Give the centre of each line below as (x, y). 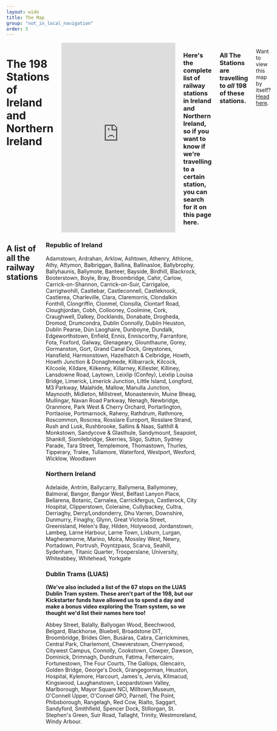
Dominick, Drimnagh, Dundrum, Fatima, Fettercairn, (110, 657)
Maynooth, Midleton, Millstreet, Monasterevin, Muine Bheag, (121, 394)
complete (197, 70)
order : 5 (17, 29)
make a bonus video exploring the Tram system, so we (116, 607)
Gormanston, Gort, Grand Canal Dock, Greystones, (109, 348)
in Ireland (197, 101)
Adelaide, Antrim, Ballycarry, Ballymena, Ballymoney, (111, 487)
